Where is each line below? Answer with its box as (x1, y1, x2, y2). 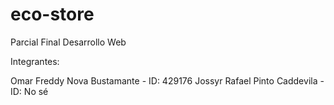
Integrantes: (10, 55, 60, 67)
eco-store (10, 3, 95, 26)
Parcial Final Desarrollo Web (10, 36, 127, 48)
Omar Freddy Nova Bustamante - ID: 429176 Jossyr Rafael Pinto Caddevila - (10, 74, 325, 87)
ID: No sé (10, 85, 49, 97)
